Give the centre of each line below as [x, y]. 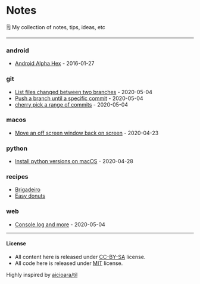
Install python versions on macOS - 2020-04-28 [74, 161]
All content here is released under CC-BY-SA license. [80, 257]
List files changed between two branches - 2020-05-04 [84, 92]
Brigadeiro [27, 190]
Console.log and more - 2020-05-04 [60, 224]
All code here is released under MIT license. [69, 263]
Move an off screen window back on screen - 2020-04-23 [87, 133]
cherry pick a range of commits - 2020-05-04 [71, 104]
